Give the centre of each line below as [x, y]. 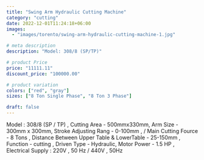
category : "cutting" [33, 18]
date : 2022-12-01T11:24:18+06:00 [49, 23]
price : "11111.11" [30, 68]
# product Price [27, 62]
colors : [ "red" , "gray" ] [38, 90]
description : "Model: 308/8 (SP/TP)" [54, 52]
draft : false [23, 107]
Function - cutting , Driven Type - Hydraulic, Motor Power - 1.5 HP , [90, 144]
